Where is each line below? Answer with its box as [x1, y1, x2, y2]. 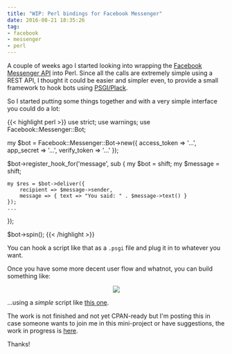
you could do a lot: [7, 105, 60, 112]
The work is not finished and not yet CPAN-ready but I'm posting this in [7, 312, 211, 320]
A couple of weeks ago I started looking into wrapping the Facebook [7, 62, 202, 69]
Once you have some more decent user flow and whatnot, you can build [7, 264, 213, 273]
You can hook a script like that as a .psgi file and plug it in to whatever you [7, 244, 221, 252]
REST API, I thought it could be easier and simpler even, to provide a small [7, 76, 219, 84]
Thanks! [7, 340, 30, 348]
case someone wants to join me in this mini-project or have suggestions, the [7, 319, 225, 327]
